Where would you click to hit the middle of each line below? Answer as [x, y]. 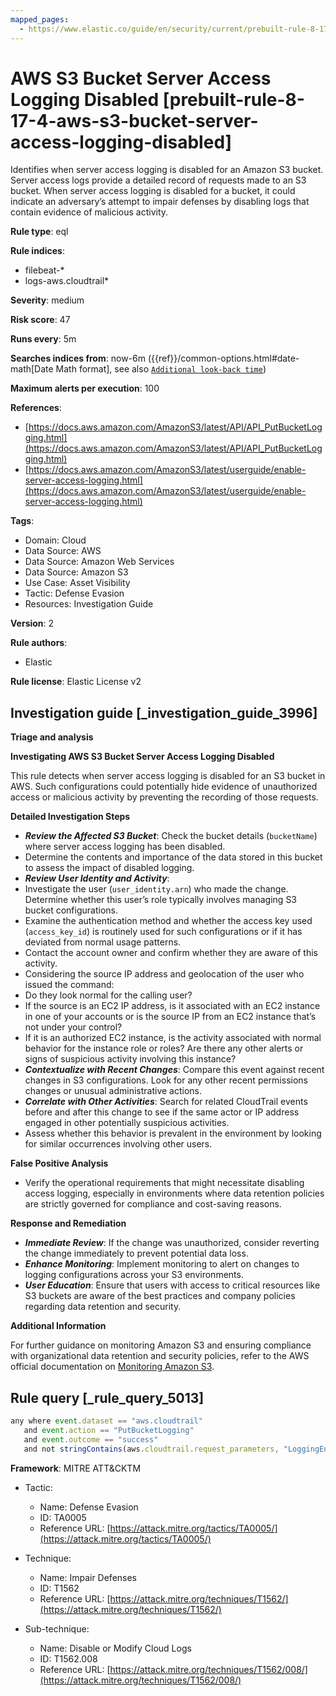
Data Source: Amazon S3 [76, 572]
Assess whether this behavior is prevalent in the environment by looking [173, 1133]
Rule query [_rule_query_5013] [107, 1397]
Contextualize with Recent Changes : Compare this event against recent [174, 1070]
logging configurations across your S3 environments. [134, 1275]
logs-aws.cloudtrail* [67, 281]
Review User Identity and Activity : [97, 878]
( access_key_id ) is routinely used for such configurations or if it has [163, 932]
